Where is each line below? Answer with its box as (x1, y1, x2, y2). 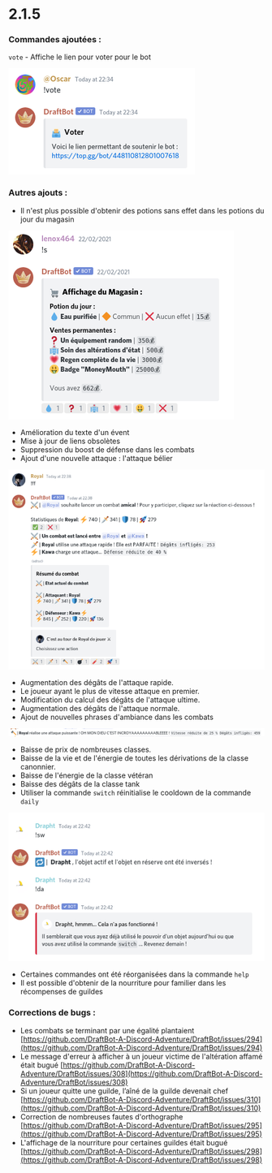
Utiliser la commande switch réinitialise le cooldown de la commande (19, 787, 252, 797)
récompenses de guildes (19, 987, 103, 997)
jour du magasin (19, 214, 75, 224)
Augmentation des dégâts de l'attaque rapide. (19, 678, 175, 688)
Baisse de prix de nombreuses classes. (19, 744, 152, 754)
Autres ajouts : (8, 188, 67, 199)
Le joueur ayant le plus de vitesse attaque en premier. (19, 687, 201, 696)
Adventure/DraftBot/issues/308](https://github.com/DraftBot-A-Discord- (19, 1068, 263, 1078)
